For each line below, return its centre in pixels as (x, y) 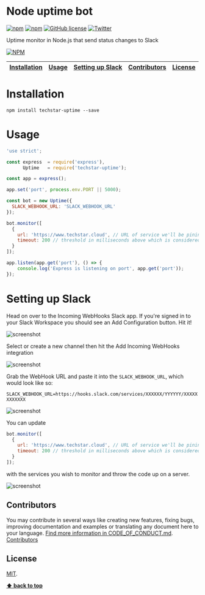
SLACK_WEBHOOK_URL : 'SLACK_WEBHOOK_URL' (64, 207)
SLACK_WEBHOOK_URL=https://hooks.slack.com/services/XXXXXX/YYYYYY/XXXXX (102, 394)
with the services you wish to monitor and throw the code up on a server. (98, 474)
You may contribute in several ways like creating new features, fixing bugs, (101, 520)
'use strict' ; (24, 151)
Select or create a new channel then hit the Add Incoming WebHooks (93, 346)
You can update (26, 423)
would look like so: (30, 383)
